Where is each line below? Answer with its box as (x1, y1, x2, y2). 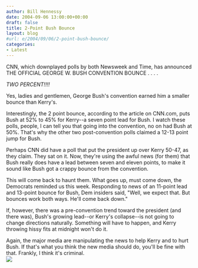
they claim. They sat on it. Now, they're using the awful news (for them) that (6, 153, 190, 160)
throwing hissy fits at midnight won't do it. (6, 225, 108, 233)
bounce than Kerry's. (6, 98, 58, 105)
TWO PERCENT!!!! (6, 81, 50, 88)
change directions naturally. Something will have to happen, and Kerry (6, 219, 177, 226)
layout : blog (6, 31, 38, 37)
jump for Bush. (6, 135, 42, 142)
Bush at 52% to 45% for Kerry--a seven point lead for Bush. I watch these (6, 116, 186, 123)
